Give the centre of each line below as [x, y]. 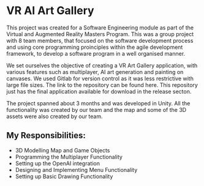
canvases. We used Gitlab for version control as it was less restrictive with [100, 78]
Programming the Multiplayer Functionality [69, 157]
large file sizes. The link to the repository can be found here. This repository [102, 85]
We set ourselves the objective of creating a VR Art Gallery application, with [102, 65]
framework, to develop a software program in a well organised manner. [96, 53]
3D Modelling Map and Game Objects [62, 150]
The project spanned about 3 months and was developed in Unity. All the [98, 103]
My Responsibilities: [46, 136]
